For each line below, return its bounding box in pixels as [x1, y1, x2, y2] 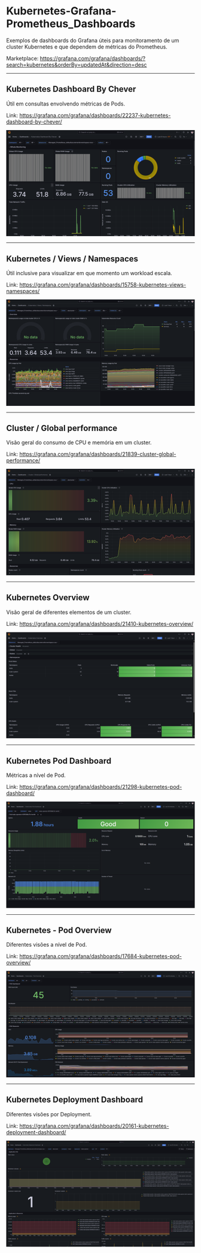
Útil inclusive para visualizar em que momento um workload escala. [6, 270, 172, 277]
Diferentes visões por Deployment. [6, 1110, 92, 1118]
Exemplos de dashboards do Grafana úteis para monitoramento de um [6, 37, 179, 44]
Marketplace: [6, 55, 39, 62]
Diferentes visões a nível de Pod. [6, 941, 87, 948]
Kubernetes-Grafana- [6, 4, 117, 18]
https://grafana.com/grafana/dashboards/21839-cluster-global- [19, 451, 176, 458]
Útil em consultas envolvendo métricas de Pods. [6, 100, 126, 107]
